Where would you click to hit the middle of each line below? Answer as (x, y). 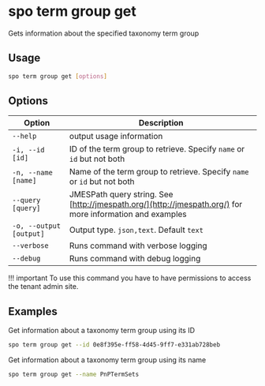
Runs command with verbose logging (138, 245)
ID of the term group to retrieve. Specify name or (157, 149)
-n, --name (32, 173)
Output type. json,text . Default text (136, 230)
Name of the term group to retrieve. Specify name (159, 172)
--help (24, 136)
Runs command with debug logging (135, 259)
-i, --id (28, 150)
